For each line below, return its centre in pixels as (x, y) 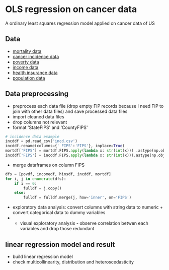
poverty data (26, 62)
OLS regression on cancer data (71, 9)
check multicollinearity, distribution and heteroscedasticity (73, 262)
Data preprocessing (37, 94)
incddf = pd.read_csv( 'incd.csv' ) (41, 141)
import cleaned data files (38, 116)
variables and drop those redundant (57, 229)
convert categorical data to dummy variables (59, 213)
